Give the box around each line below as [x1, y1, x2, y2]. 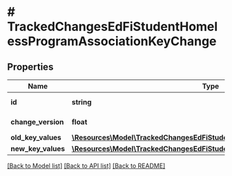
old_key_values [10, 133, 62, 142]
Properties [7, 61, 54, 72]
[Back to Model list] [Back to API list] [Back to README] [7, 162, 166, 170]
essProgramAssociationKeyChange [7, 34, 217, 49]
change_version [10, 117, 64, 126]
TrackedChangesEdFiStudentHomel [7, 19, 218, 35]
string [71, 97, 92, 107]
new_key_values [10, 144, 66, 153]
